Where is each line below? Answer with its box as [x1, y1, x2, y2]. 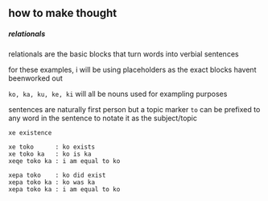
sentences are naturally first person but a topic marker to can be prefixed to [8, 105, 261, 115]
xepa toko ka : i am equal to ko [8, 186, 121, 194]
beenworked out [8, 73, 63, 83]
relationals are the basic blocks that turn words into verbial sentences [8, 49, 239, 59]
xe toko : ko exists [8, 143, 95, 152]
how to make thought [8, 6, 118, 20]
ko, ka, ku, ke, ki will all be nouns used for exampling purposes [8, 89, 228, 99]
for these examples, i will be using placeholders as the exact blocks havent [8, 65, 257, 75]
